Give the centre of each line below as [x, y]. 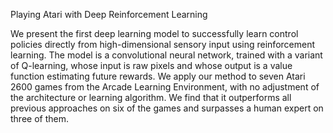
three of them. [39, 118]
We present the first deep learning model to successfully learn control [154, 33]
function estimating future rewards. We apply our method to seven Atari [158, 76]
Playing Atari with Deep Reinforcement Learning [109, 14]
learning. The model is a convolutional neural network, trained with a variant [166, 55]
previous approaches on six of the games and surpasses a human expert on [167, 108]
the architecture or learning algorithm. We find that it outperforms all [151, 97]
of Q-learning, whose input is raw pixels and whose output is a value [151, 65]
